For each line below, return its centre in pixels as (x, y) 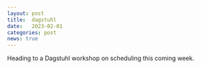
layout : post (26, 13)
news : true (23, 39)
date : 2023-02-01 (35, 26)
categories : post (32, 32)
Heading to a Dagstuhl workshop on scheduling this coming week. (101, 58)
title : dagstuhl (32, 20)
